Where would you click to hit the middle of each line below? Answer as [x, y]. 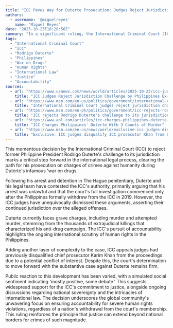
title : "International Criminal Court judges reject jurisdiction [87, 106]
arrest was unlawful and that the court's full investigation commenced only [85, 192]
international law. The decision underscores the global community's [77, 298]
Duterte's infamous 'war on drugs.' [42, 171]
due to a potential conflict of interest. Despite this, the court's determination [86, 261]
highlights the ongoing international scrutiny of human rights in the [76, 234]
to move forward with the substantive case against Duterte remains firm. [82, 266]
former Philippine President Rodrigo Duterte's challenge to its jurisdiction [83, 154]
